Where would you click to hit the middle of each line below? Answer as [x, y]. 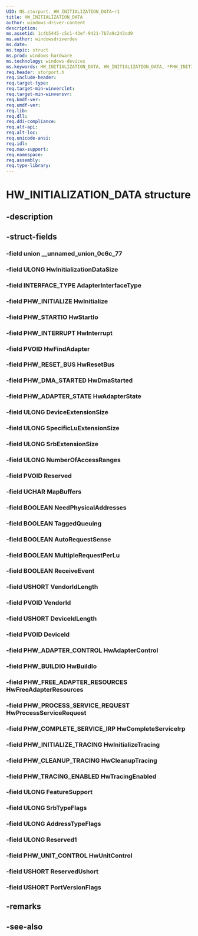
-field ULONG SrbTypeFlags [47, 808]
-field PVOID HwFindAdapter [48, 348]
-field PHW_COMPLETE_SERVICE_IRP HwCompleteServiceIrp [96, 728]
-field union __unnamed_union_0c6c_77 [64, 254]
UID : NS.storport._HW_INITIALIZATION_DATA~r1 [63, 12]
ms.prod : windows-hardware [39, 56]
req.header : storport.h [35, 72]
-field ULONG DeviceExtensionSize [57, 412]
